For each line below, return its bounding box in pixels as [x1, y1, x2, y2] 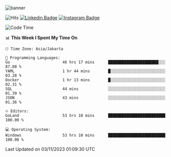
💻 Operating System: [5, 127, 51, 132]
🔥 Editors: [5, 109, 29, 114]
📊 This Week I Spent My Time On [5, 35, 78, 41]
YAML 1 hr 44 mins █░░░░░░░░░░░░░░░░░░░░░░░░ [5, 69, 166, 74]
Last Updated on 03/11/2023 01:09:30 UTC [5, 146, 95, 152]
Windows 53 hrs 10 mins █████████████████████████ [5, 133, 166, 138]
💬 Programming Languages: [5, 55, 60, 60]
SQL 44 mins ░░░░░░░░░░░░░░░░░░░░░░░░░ [5, 86, 166, 91]
